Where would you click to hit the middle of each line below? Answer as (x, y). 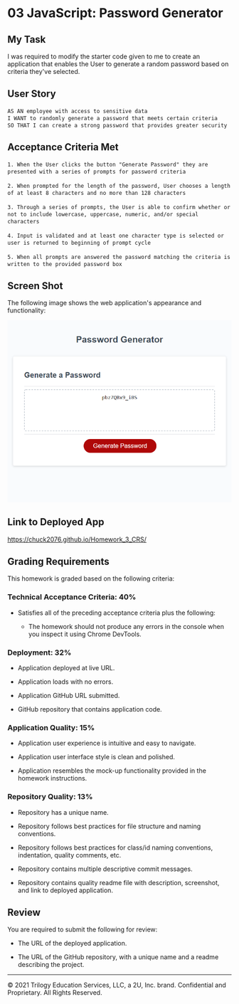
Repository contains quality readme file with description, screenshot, (118, 882)
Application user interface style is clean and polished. (96, 757)
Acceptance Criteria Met (63, 147)
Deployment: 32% (39, 652)
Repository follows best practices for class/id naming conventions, (115, 847)
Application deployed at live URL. (66, 667)
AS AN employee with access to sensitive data (78, 111)
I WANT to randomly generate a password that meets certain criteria (113, 118)
